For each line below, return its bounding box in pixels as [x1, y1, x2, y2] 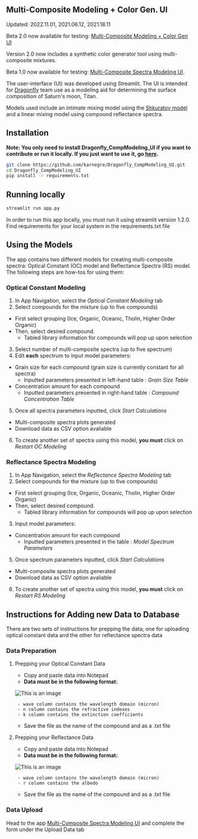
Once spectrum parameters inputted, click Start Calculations [14, 556, 165, 564]
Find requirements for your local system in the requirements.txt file [6, 222, 170, 229]
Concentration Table [23, 395, 75, 403]
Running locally [6, 189, 66, 199]
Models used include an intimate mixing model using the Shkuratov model [6, 104, 188, 111]
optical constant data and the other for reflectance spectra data [6, 632, 163, 639]
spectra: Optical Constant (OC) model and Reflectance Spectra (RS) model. [6, 262, 191, 269]
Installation [6, 128, 49, 138]
